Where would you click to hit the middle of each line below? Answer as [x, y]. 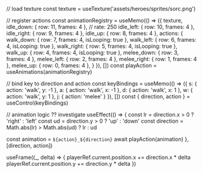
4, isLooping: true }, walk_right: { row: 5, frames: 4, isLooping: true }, [92, 46]
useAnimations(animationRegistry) [49, 72]
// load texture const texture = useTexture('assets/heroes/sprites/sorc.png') [101, 9]
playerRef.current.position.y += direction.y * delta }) [71, 164]
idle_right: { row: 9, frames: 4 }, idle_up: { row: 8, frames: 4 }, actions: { [95, 33]
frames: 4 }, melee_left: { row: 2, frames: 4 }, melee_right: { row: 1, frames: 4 [102, 59]
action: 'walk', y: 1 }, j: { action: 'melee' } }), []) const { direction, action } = [98, 96]
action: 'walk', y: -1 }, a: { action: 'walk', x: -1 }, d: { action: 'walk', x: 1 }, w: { [100, 90]
